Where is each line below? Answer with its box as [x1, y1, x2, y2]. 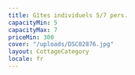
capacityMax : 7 [8, 26, 58, 34]
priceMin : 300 [8, 33, 55, 41]
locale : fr [8, 55, 44, 63]
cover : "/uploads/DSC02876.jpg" [8, 41, 114, 48]
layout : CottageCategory [8, 48, 89, 55]
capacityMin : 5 [8, 19, 58, 27]
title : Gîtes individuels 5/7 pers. [8, 11, 128, 20]
